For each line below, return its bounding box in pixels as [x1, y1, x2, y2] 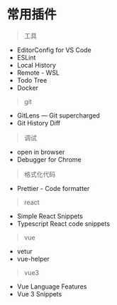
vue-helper [16, 254, 50, 263]
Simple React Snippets [16, 212, 83, 220]
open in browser [16, 148, 65, 156]
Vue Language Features [16, 282, 87, 291]
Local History [16, 61, 56, 69]
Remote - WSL [16, 68, 60, 77]
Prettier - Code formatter [16, 184, 90, 192]
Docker [16, 83, 39, 92]
